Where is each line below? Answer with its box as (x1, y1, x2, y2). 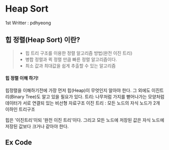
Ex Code (5, 138, 32, 147)
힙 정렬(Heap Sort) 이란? (5, 36, 80, 44)
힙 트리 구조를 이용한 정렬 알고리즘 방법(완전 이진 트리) (25, 50, 133, 56)
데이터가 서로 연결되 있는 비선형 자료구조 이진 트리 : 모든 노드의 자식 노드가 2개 (5, 99, 160, 106)
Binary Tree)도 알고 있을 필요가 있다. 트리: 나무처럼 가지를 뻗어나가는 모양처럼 (11, 93, 164, 99)
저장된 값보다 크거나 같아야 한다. (5, 123, 69, 129)
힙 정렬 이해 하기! (5, 75, 39, 81)
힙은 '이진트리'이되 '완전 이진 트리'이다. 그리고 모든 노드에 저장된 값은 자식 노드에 (5, 117, 164, 123)
